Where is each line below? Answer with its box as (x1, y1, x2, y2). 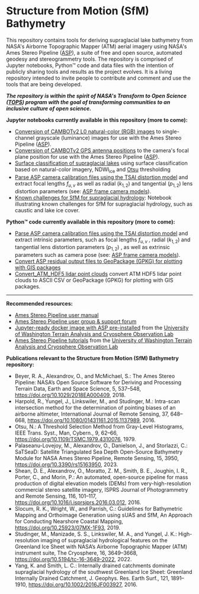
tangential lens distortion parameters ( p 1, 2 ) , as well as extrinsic (14, 244, 171, 252)
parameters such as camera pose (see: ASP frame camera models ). (14, 252, 181, 259)
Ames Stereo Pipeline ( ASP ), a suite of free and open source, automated (6, 49, 182, 56)
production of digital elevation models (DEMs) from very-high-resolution (14, 480, 191, 487)
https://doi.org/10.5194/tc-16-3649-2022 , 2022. (14, 556, 132, 563)
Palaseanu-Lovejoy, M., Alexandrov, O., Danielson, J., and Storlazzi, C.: (14, 442, 188, 450)
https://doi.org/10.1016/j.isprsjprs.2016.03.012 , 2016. (14, 499, 141, 506)
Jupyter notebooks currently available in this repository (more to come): (6, 116, 188, 123)
